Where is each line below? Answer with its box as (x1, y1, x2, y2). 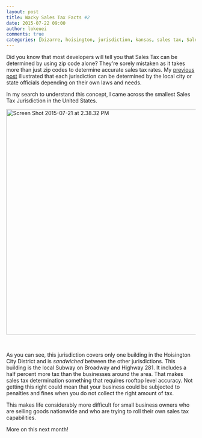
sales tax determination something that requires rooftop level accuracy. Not (6, 377, 193, 384)
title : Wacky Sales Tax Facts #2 (6, 14, 90, 20)
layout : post (6, 8, 39, 15)
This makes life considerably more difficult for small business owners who (6, 401, 190, 408)
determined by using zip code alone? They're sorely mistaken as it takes (6, 60, 185, 67)
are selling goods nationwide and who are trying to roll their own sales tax (6, 408, 189, 415)
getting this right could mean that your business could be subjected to (6, 383, 180, 390)
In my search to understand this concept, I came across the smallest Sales (6, 91, 191, 98)
